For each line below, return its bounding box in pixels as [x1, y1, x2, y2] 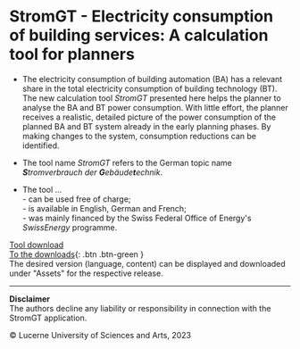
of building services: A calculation [9, 25, 269, 46]
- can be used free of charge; [21, 194, 131, 204]
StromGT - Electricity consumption [9, 6, 274, 27]
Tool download [9, 239, 64, 250]
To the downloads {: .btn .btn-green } [9, 248, 145, 260]
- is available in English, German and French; [21, 203, 187, 213]
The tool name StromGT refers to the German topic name [21, 157, 232, 168]
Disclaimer [9, 293, 51, 304]
